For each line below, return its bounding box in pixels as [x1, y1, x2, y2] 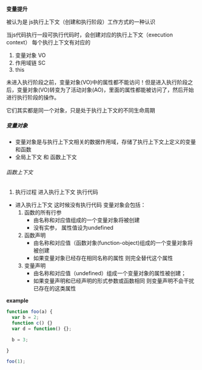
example [6, 297, 29, 304]
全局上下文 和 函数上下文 [15, 153, 77, 160]
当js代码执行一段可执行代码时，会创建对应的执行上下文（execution [6, 31, 173, 38]
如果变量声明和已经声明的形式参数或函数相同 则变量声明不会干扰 [33, 277, 195, 284]
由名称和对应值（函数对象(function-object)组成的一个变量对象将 [33, 239, 193, 247]
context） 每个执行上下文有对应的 [6, 39, 91, 46]
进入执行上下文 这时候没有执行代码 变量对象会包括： [15, 201, 146, 208]
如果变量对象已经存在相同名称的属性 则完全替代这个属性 [33, 255, 173, 262]
